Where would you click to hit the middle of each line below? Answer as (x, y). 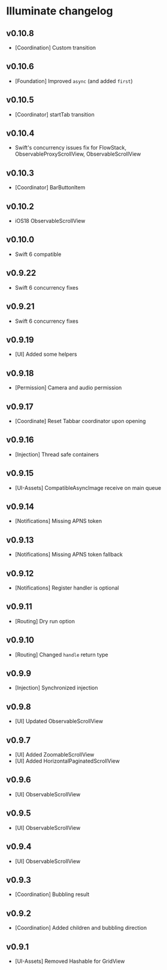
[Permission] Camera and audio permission (68, 388)
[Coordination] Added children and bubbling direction (81, 928)
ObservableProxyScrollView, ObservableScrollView (78, 154)
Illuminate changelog (60, 11)
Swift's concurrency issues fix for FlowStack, (71, 148)
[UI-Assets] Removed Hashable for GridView (70, 961)
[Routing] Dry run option (45, 621)
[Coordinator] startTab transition (54, 114)
